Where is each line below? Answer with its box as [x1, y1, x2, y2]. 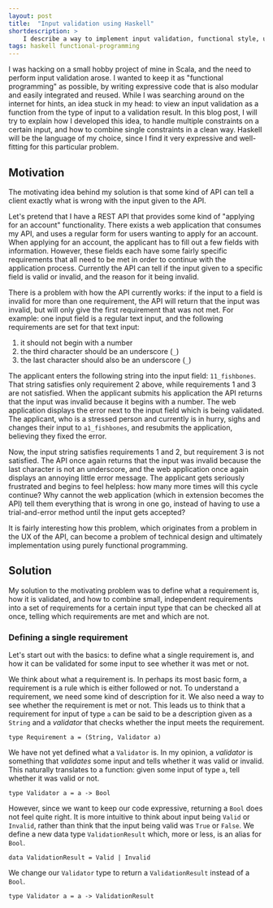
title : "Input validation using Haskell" [8, 19, 154, 28]
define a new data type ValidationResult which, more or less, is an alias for [8, 829, 262, 839]
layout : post [8, 11, 53, 20]
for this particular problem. [29, 142, 119, 152]
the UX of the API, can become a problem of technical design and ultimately [8, 531, 262, 541]
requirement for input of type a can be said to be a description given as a [8, 709, 253, 719]
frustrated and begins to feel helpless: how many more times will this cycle [8, 481, 258, 491]
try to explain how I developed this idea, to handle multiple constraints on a [8, 116, 260, 126]
